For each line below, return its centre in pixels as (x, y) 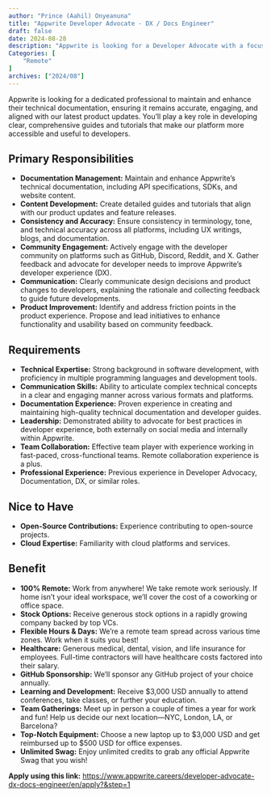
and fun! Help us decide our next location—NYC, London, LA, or (126, 717)
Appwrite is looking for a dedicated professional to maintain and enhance (130, 99)
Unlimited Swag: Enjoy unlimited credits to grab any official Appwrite (135, 751)
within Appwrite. (47, 439)
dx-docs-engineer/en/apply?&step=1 (69, 784)
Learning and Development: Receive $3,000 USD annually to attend (134, 691)
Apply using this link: (44, 776)
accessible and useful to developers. (69, 134)
